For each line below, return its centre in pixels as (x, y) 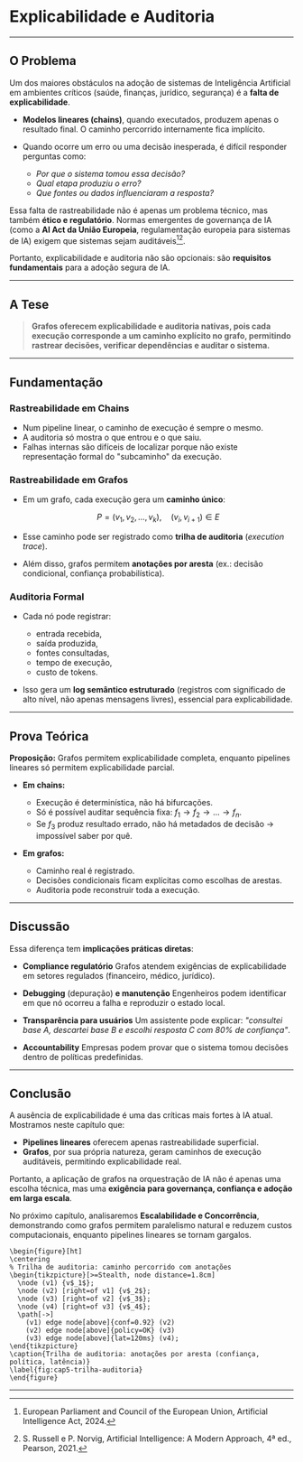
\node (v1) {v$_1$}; (56, 1283)
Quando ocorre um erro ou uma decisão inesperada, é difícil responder (155, 146)
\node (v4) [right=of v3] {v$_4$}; (84, 1307)
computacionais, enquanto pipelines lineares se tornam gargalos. (131, 1235)
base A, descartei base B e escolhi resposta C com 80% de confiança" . (156, 1029)
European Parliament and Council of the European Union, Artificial (145, 1411)
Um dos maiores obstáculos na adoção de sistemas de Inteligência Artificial (150, 82)
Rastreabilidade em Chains (69, 408)
